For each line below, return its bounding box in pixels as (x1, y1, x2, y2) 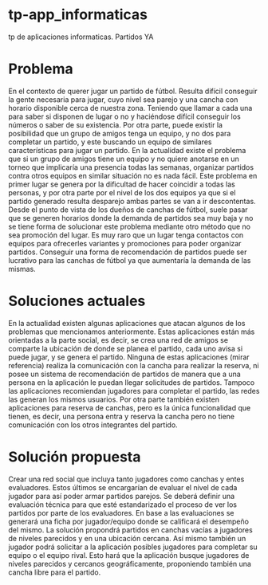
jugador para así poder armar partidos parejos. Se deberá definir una (8, 491, 235, 501)
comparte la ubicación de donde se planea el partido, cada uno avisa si (8, 344, 243, 353)
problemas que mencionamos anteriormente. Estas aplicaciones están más (8, 327, 255, 336)
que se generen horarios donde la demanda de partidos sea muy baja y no (8, 213, 254, 222)
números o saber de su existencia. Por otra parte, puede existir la (8, 120, 223, 129)
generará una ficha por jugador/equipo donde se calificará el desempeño (8, 516, 250, 526)
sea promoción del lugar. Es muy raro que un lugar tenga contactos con (8, 230, 244, 240)
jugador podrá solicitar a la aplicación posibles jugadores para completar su (8, 542, 258, 552)
